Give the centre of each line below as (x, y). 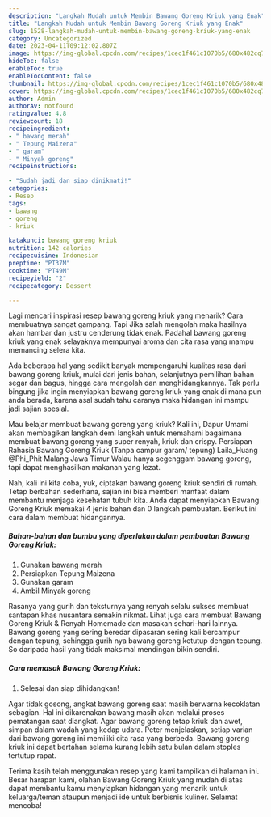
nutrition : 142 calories (50, 248)
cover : (19, 91)
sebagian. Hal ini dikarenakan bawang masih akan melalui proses (117, 713)
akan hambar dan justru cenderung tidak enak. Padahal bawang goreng (127, 333)
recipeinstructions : (43, 167)
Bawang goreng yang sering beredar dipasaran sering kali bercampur (124, 633)
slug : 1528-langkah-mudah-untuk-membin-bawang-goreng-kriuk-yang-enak (129, 31)
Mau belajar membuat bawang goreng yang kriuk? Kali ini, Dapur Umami (128, 425)
